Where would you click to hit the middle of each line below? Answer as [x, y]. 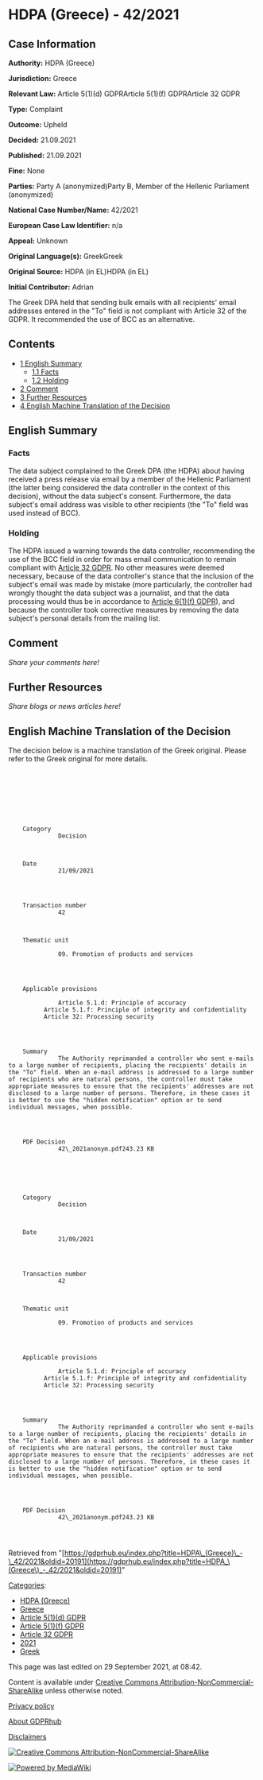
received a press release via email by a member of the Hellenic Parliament [130, 479]
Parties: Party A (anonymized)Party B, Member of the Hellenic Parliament [129, 186]
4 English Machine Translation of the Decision [95, 405]
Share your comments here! [54, 662]
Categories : [27, 1585]
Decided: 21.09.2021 [42, 140]
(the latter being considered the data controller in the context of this [119, 487]
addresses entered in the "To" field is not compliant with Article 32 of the [128, 311]
